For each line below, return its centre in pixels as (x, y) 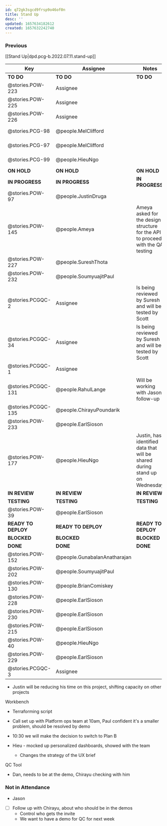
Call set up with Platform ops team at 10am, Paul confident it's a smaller (85, 721)
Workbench (17, 702)
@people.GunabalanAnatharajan (93, 557)
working (146, 387)
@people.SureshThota (82, 262)
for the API (149, 233)
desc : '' (14, 19)
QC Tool (13, 765)
